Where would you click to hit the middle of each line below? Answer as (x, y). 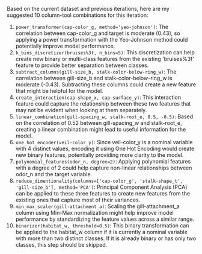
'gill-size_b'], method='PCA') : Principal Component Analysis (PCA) (101, 187)
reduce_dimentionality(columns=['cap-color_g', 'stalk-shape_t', (99, 181)
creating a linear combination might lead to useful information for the (101, 129)
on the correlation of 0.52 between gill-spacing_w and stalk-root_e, (99, 123)
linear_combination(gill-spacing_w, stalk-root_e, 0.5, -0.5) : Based (104, 116)
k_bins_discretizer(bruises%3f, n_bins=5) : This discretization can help (105, 52)
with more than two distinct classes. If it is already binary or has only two (106, 238)
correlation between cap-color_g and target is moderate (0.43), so (98, 33)
